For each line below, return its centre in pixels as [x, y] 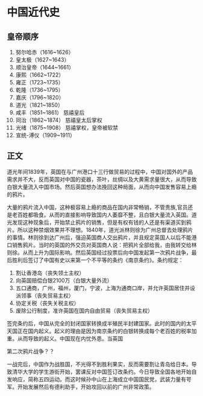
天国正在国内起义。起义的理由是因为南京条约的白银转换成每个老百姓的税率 [99, 331]
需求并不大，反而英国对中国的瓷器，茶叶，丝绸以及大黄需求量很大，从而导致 [102, 179]
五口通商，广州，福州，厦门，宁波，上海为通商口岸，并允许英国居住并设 [105, 288]
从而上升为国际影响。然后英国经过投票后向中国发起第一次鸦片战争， [107, 252]
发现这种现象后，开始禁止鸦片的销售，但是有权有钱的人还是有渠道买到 [99, 222]
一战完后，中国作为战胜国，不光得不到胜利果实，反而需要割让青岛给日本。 [99, 364]
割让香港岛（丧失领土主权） [50, 273]
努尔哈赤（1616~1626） [45, 52]
